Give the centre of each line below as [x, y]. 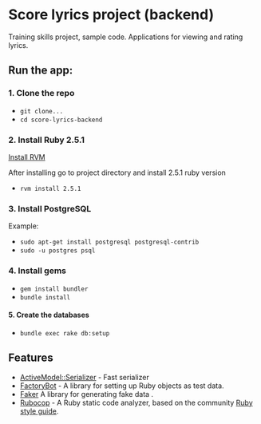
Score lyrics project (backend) [111, 15]
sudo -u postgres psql [57, 251]
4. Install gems [37, 271]
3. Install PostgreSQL [50, 208]
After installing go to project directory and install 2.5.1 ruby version [117, 172]
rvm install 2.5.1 [50, 188]
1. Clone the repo [42, 93]
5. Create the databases [49, 315]
